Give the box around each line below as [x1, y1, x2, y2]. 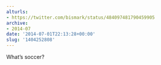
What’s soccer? [6, 54, 45, 60]
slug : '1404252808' [6, 37, 55, 43]
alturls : [6, 8, 28, 15]
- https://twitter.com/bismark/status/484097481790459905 [6, 14, 155, 20]
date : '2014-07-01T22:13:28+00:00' [6, 31, 96, 37]
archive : [6, 20, 28, 26]
